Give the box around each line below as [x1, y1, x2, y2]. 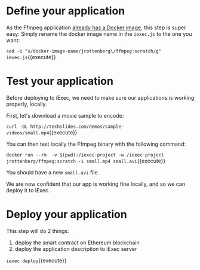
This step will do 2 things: [6, 227, 70, 234]
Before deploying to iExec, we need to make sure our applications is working [6, 94, 195, 101]
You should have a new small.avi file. [6, 168, 100, 176]
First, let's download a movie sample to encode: [6, 112, 124, 119]
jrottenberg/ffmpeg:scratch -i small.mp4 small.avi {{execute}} [6, 157, 166, 164]
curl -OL [6, 124, 28, 130]
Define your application [6, 4, 125, 18]
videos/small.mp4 [6, 130, 50, 136]
